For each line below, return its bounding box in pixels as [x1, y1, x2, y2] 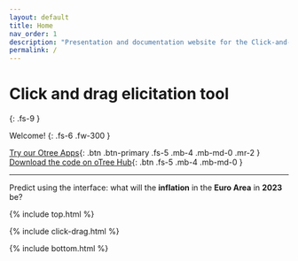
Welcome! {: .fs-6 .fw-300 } [9, 130, 111, 142]
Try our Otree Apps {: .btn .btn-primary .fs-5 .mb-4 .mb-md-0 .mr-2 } [9, 148, 261, 158]
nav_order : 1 [9, 29, 58, 38]
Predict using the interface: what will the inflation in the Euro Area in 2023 [9, 182, 283, 193]
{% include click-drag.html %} [9, 226, 120, 237]
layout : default [9, 12, 69, 22]
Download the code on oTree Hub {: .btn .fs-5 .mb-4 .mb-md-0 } [9, 157, 243, 168]
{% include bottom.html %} [9, 243, 109, 254]
